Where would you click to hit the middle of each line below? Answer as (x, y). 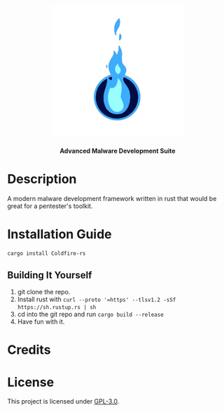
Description (42, 179)
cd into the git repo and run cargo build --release (91, 315)
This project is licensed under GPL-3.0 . (63, 401)
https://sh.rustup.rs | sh (57, 308)
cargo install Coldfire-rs (47, 254)
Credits (29, 350)
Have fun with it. (41, 322)
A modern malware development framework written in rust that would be (112, 198)
